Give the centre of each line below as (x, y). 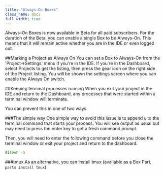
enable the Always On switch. (35, 79)
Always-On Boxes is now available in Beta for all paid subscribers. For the (80, 33)
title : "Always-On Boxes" (32, 10)
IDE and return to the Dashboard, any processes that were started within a (81, 94)
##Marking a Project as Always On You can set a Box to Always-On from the (82, 58)
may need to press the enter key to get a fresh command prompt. (71, 129)
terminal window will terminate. (37, 99)
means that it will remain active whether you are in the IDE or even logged (80, 43)
